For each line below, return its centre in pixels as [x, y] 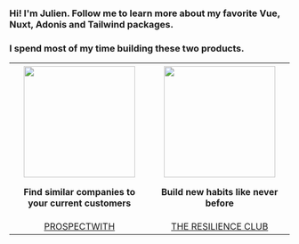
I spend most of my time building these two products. [127, 48]
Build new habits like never [220, 192]
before [219, 203]
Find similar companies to [80, 192]
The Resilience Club [219, 227]
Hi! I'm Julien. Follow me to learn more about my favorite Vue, [145, 13]
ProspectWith [80, 227]
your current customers [80, 203]
